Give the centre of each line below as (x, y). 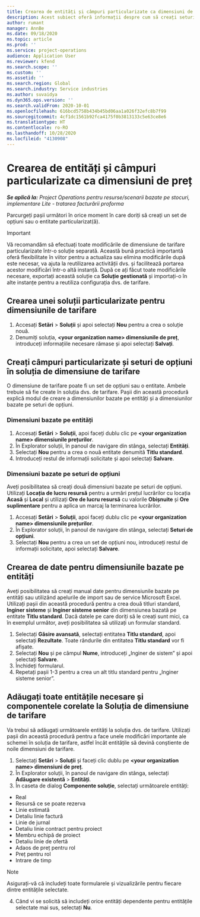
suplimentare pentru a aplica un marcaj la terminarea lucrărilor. (84, 505)
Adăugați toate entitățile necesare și (75, 697)
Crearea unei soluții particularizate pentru (86, 301)
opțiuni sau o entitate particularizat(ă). (53, 221)
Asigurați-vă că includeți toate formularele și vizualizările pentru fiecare (94, 883)
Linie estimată (32, 809)
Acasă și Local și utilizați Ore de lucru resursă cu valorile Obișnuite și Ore (98, 499)
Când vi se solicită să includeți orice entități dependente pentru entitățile (104, 901)
